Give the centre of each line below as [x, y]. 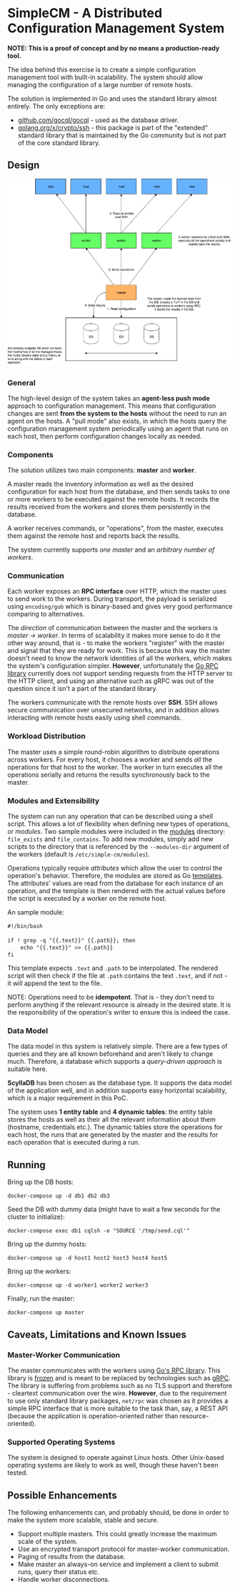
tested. [18, 1473]
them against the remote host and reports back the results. [94, 536]
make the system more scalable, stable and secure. [83, 1520]
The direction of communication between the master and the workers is [113, 628]
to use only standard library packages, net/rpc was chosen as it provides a [118, 1400]
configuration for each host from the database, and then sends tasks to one [119, 492]
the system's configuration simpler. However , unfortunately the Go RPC [113, 666]
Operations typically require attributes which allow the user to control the [115, 868]
